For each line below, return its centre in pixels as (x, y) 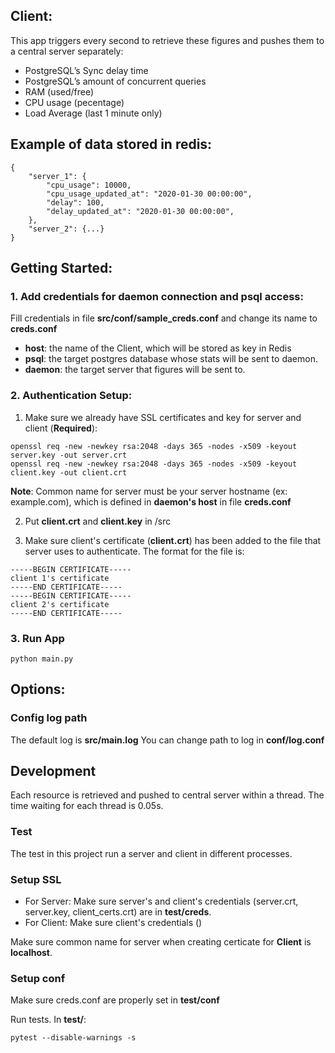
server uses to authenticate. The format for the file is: (134, 551)
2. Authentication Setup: (71, 396)
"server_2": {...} (66, 229)
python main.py (42, 659)
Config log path (49, 718)
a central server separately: (67, 51)
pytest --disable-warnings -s (73, 1038)
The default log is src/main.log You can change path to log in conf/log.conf (167, 740)
